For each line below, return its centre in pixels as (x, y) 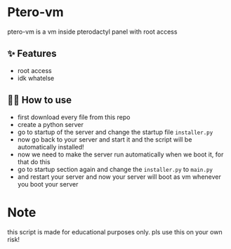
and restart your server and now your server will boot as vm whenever (119, 177)
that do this (34, 161)
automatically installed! (51, 147)
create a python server (51, 124)
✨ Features (32, 54)
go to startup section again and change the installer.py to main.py (115, 169)
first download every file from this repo (74, 117)
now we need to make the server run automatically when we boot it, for (120, 154)
